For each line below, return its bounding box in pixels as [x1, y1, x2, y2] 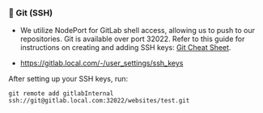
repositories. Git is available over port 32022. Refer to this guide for [19, 34, 245, 44]
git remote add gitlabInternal [8, 90, 114, 98]
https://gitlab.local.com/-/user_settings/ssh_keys [19, 58, 184, 68]
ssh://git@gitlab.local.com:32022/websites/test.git [8, 97, 190, 105]
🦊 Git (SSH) [8, 7, 53, 19]
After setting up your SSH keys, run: [8, 74, 128, 84]
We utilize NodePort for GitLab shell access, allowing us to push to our [19, 26, 255, 36]
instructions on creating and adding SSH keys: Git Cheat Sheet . [19, 43, 231, 52]
